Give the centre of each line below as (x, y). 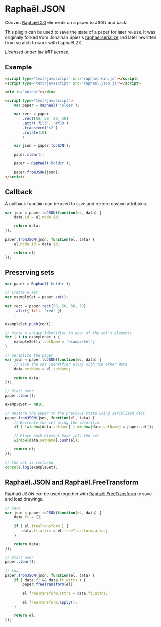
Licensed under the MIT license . (37, 52)
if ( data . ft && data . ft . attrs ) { (50, 580)
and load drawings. (24, 499)
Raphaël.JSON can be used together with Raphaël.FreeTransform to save (79, 494)
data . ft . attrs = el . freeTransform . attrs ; (65, 531)
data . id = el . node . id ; (37, 217)
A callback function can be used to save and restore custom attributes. (76, 203)
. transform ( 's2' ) (40, 128)
